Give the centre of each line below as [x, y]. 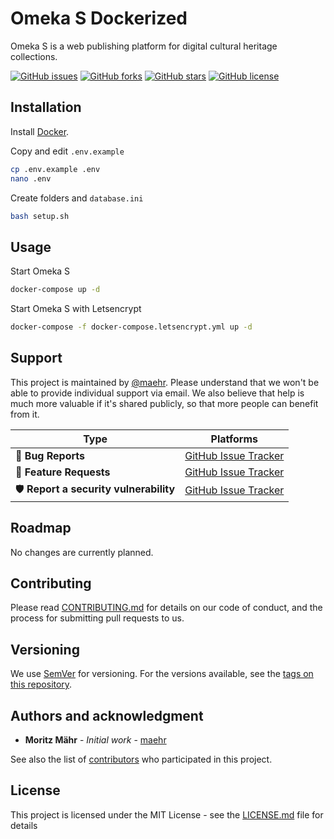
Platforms [234, 439]
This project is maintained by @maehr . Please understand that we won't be [165, 382]
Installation [46, 107]
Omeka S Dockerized [99, 18]
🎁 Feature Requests [63, 472]
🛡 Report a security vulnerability [95, 489]
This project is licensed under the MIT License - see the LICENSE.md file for [167, 814]
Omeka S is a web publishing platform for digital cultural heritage [144, 46]
